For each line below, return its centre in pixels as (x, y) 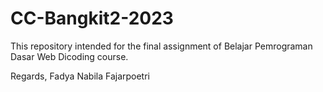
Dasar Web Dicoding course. (69, 56)
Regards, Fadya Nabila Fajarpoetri (80, 76)
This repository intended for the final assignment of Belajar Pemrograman (161, 46)
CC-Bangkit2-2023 (92, 18)
